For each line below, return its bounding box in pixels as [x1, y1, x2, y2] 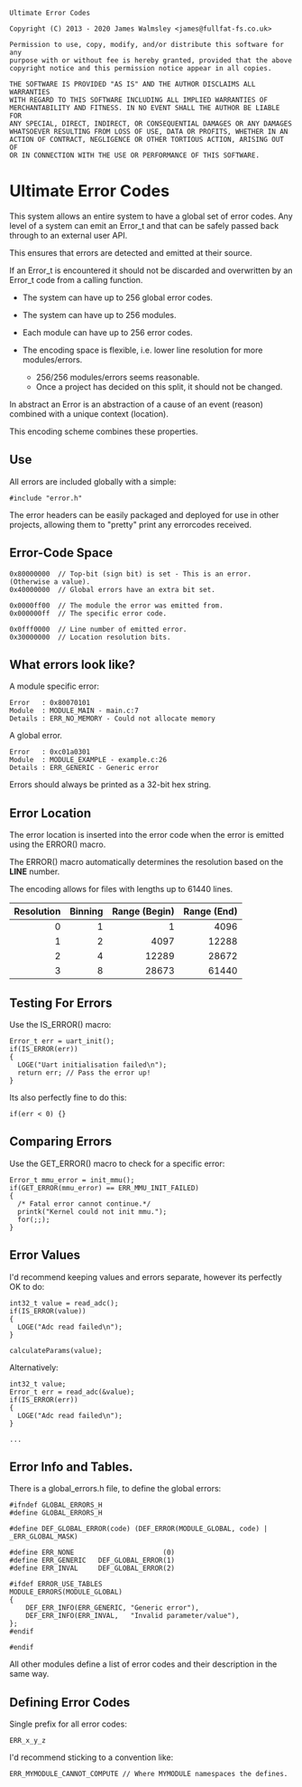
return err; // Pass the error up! [17, 1068, 151, 1077]
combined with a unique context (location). [9, 408, 169, 419]
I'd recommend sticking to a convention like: [9, 1752, 174, 1763]
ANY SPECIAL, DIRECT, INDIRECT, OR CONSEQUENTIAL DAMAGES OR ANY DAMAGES [9, 119, 293, 128]
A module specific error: [9, 681, 100, 691]
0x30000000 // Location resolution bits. [9, 633, 171, 642]
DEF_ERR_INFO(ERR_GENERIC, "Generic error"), [25, 1604, 200, 1613]
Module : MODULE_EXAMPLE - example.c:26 [9, 756, 168, 765]
